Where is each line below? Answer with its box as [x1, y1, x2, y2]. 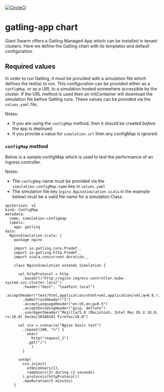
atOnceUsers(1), [26, 366, 60, 371]
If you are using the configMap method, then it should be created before [12, 120, 156, 126]
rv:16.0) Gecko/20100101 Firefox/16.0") [5, 314, 89, 320]
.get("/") [26, 340, 47, 345]
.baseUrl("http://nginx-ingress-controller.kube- [22, 276, 125, 281]
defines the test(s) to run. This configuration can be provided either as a [5, 81, 150, 87]
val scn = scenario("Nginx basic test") [18, 323, 102, 328]
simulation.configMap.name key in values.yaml [12, 183, 106, 189]
